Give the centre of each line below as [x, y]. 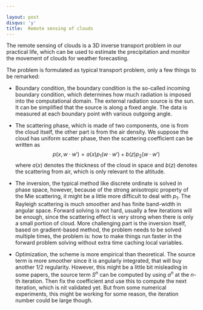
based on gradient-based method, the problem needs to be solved [98, 230]
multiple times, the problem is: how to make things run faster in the [98, 236]
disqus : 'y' [21, 23]
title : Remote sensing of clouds [50, 28]
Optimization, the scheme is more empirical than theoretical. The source [105, 254]
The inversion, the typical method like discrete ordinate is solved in [98, 183]
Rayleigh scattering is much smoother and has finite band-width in [98, 204]
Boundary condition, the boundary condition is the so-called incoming [102, 88]
